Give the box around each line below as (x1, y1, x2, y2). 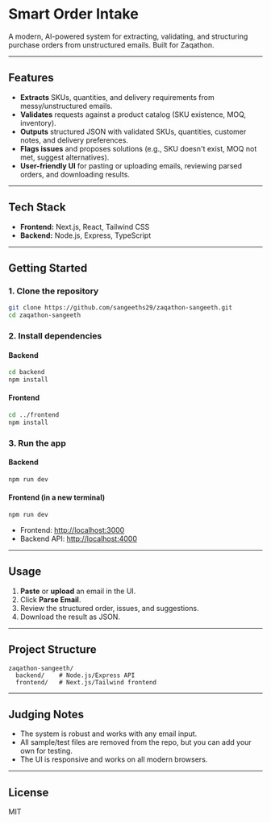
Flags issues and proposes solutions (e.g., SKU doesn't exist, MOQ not (19, 143, 257, 153)
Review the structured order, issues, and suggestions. (19, 603, 199, 613)
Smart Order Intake (8, 5, 139, 23)
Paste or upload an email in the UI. (19, 586, 136, 596)
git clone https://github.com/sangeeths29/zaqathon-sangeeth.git (8, 304, 232, 312)
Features (8, 71, 54, 85)
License (8, 785, 49, 799)
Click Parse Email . (19, 594, 81, 605)
